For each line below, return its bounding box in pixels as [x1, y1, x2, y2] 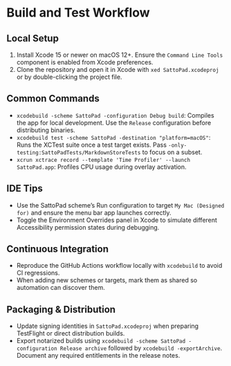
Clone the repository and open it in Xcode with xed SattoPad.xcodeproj [16, 66, 219, 73]
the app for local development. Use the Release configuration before [16, 118, 212, 127]
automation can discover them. [16, 284, 105, 292]
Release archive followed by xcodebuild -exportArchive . [60, 344, 223, 352]
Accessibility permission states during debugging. [16, 223, 160, 231]
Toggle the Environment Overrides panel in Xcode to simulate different [16, 216, 217, 224]
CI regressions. [16, 268, 60, 277]
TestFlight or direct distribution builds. [16, 329, 125, 338]
